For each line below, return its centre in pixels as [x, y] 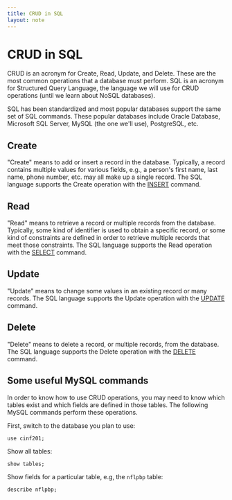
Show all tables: [30, 451]
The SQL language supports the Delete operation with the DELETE [101, 352]
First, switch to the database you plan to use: [71, 425]
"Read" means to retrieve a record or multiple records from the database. [111, 223]
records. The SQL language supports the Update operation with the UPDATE [116, 298]
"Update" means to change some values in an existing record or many [107, 291]
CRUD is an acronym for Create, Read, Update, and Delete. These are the [111, 74]
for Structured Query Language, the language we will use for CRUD [103, 88]
